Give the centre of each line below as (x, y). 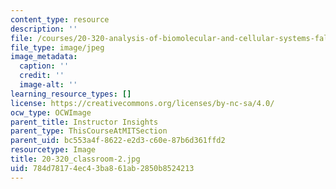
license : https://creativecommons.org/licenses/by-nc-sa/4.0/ (142, 103)
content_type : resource (60, 19)
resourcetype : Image (53, 150)
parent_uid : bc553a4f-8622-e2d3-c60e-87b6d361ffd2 (118, 141)
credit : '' (42, 76)
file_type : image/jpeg (57, 47)
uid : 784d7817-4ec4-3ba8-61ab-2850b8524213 (102, 168)
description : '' (44, 29)
